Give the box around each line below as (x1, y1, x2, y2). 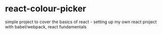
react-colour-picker (5, 3, 87, 14)
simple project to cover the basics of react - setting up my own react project (5, 19, 157, 25)
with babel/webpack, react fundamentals (5, 24, 87, 29)
